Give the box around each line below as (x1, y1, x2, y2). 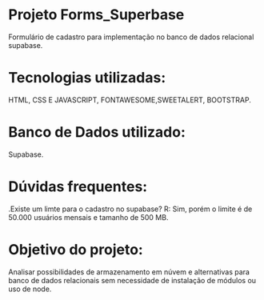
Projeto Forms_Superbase (8, 6, 185, 24)
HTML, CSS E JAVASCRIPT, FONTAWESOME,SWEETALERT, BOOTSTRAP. (8, 94, 252, 105)
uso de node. (8, 284, 52, 294)
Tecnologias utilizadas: (8, 69, 166, 87)
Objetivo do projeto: (8, 240, 144, 258)
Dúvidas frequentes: (8, 178, 148, 195)
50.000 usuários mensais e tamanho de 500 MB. (8, 212, 169, 222)
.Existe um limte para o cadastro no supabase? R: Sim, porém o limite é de (8, 204, 253, 214)
